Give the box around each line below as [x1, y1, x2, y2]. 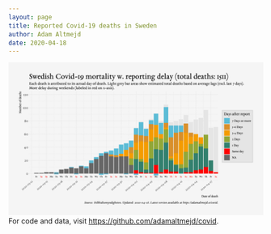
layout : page [8, 13, 53, 21]
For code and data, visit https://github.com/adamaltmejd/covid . [8, 216, 219, 226]
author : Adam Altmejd [8, 30, 82, 38]
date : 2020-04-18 [8, 39, 67, 47]
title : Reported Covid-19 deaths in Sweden [8, 21, 158, 30]
